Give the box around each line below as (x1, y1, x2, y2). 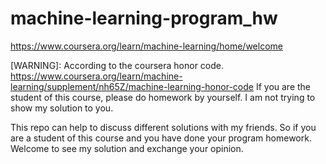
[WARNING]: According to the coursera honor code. (10, 59, 225, 71)
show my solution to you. (10, 102, 114, 114)
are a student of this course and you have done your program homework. (10, 132, 312, 144)
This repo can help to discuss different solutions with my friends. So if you (10, 121, 317, 133)
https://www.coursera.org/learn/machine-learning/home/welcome (10, 40, 283, 52)
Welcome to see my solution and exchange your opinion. (10, 142, 244, 154)
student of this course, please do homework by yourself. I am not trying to (10, 91, 316, 103)
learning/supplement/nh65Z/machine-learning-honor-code (10, 80, 254, 92)
